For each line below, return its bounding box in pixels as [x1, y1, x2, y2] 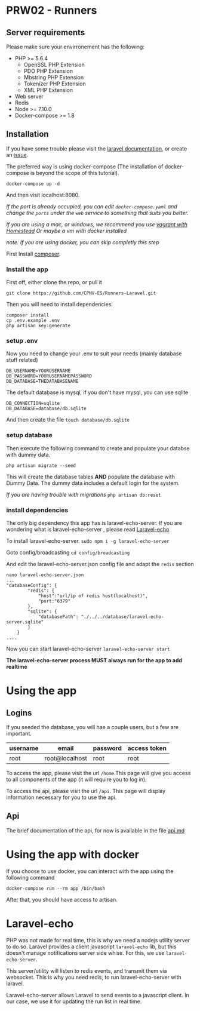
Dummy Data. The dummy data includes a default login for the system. [6, 479, 180, 487]
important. [6, 730, 32, 737]
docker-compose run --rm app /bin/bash [6, 885, 106, 892]
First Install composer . [6, 250, 61, 257]
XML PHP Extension [23, 87, 73, 93]
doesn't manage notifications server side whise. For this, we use [6, 949, 165, 956]
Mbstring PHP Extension [23, 74, 84, 81]
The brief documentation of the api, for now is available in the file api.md [6, 826, 185, 834]
